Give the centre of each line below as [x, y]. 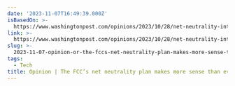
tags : [15, 59]
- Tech [23, 65]
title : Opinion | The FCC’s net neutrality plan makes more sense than [114, 71]
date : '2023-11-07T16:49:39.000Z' [58, 14]
